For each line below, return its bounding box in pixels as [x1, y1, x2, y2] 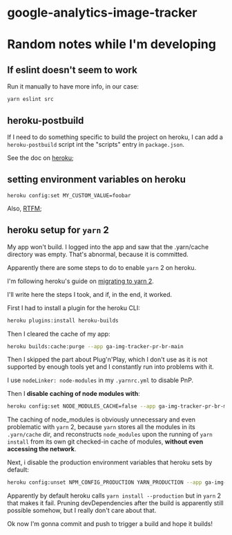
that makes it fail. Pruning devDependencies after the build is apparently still [7, 499, 224, 507]
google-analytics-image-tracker [7, 5, 197, 21]
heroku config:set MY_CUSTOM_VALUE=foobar [7, 192, 131, 199]
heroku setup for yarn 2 [7, 224, 109, 236]
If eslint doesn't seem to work [7, 64, 138, 75]
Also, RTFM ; [7, 204, 43, 212]
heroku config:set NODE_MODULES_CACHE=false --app [7, 403, 156, 410]
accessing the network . [7, 445, 77, 453]
